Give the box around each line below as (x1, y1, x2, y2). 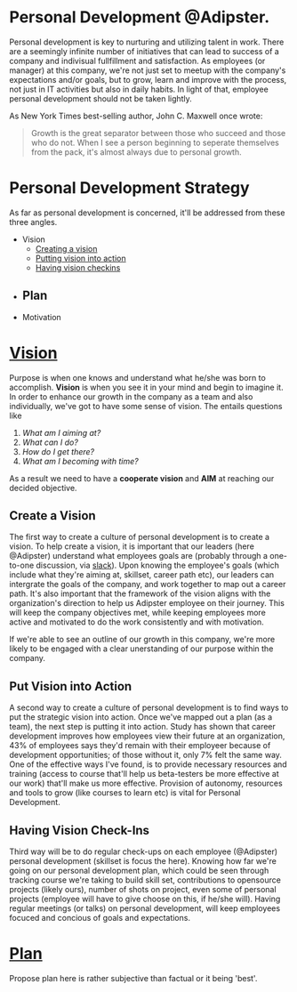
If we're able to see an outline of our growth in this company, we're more (9, 634, 276, 645)
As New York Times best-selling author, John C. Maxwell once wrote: (9, 110, 263, 121)
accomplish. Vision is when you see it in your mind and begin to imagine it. (9, 382, 284, 392)
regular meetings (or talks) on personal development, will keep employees (9, 903, 281, 914)
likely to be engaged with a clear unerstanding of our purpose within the (9, 643, 274, 654)
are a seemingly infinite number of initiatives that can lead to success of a (9, 45, 280, 56)
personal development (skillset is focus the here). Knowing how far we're (9, 856, 277, 867)
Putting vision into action (35, 253, 126, 263)
